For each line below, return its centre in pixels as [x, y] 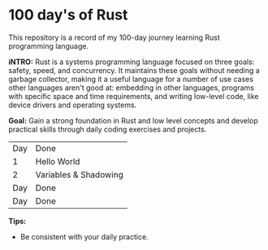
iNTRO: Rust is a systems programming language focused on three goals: [132, 62]
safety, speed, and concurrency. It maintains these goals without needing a [134, 70]
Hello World [58, 162]
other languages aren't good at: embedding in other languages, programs [131, 88]
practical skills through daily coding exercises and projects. [108, 129]
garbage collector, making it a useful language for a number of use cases [131, 79]
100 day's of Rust [68, 15]
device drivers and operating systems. [73, 105]
